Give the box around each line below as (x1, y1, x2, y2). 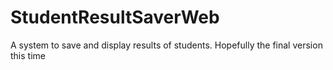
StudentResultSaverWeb (10, 6, 220, 29)
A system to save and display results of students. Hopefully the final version (10, 39, 323, 51)
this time (10, 49, 46, 61)
